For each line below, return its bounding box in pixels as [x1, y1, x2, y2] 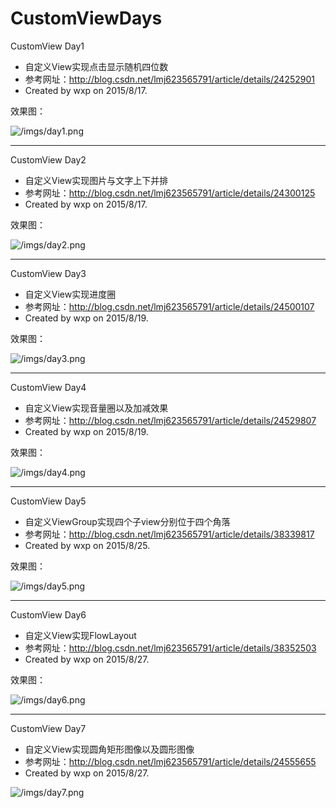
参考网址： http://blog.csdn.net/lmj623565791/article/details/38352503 [24, 642, 317, 654]
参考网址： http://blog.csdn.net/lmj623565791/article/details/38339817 [24, 528, 315, 540]
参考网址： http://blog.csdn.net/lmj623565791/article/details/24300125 [24, 187, 316, 199]
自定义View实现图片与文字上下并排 [24, 174, 169, 186]
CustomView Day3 [10, 267, 87, 279]
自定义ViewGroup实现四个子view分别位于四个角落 [24, 515, 231, 527]
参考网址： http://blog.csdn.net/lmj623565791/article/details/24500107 [24, 300, 315, 312]
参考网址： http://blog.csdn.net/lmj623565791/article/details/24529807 [24, 414, 317, 426]
